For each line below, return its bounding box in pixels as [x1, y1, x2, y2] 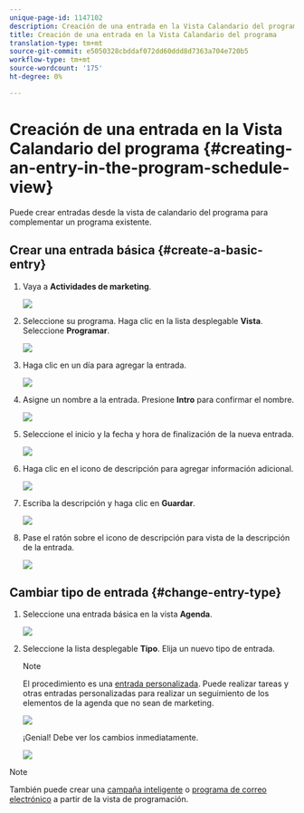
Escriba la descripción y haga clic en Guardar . [22, 497, 196, 508]
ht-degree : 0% [9, 72, 63, 81]
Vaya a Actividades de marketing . [22, 281, 152, 292]
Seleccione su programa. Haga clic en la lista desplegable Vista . [22, 315, 263, 326]
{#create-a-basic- [157, 243, 264, 258]
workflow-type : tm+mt [9, 55, 91, 64]
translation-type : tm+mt [9, 38, 103, 48]
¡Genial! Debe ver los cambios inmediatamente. [22, 732, 199, 743]
